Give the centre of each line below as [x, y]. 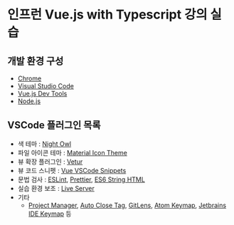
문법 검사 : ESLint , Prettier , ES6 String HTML [81, 179]
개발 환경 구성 [36, 61]
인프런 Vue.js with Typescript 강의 [107, 15]
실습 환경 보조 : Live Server [56, 188]
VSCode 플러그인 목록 [54, 125]
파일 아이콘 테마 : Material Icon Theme [73, 152]
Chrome [30, 78]
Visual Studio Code [46, 86]
